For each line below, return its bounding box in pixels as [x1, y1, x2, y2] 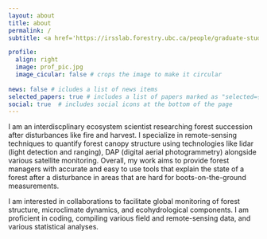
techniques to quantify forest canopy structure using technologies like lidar [8, 139, 254, 148]
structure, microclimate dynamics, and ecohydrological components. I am [8, 205, 249, 215]
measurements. [8, 181, 60, 191]
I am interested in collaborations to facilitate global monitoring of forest [8, 197, 241, 206]
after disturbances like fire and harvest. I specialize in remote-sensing [8, 131, 237, 140]
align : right [15, 56, 59, 64]
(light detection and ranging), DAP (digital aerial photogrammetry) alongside [8, 147, 257, 157]
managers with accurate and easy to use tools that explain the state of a [8, 164, 245, 174]
